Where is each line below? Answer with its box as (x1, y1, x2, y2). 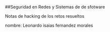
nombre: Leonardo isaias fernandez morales (5, 22, 94, 28)
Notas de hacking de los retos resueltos (5, 13, 85, 19)
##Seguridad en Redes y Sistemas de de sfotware (5, 4, 105, 10)
